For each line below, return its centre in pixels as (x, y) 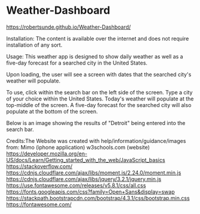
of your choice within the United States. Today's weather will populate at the (100, 99)
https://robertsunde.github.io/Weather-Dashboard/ (69, 27)
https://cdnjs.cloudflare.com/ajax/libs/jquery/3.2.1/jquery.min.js (84, 179)
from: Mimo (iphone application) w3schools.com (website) (78, 147)
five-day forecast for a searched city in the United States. (77, 63)
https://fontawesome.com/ (39, 204)
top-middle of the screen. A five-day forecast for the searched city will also (99, 105)
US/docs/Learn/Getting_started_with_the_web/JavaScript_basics (86, 160)
